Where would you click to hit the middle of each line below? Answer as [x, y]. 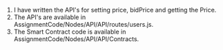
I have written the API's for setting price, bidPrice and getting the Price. [115, 10]
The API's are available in [50, 17]
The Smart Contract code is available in [70, 32]
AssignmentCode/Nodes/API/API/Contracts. [76, 39]
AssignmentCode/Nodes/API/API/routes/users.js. [84, 24]
